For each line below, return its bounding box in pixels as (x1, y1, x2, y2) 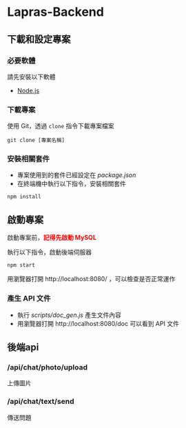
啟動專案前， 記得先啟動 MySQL (7, 234, 96, 242)
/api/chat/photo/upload (7, 363, 88, 372)
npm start (7, 262, 36, 269)
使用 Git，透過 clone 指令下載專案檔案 (7, 122, 115, 130)
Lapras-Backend (7, 4, 105, 20)
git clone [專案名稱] (7, 137, 65, 144)
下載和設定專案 (7, 33, 71, 45)
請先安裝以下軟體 (7, 72, 56, 81)
